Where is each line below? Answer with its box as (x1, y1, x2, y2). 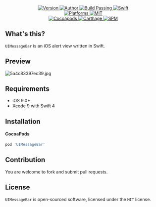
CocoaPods (5, 131, 30, 137)
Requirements (5, 84, 50, 93)
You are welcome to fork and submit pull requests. (5, 168, 108, 175)
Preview (5, 57, 31, 66)
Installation (5, 117, 41, 125)
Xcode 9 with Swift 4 (12, 103, 55, 109)
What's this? (5, 30, 46, 38)
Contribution (5, 156, 46, 164)
